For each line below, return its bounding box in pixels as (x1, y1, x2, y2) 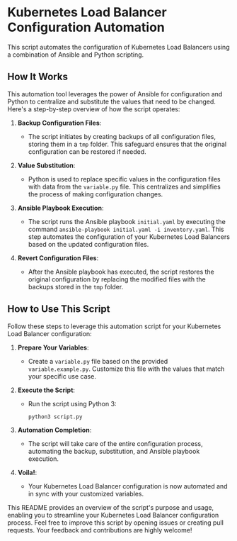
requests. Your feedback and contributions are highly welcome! (7, 525, 192, 534)
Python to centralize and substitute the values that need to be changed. (7, 97, 216, 106)
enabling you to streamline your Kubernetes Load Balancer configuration (7, 511, 219, 519)
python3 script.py (28, 413, 83, 420)
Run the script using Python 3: (28, 399, 117, 408)
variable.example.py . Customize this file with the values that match (28, 364, 225, 373)
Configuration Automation (7, 19, 165, 35)
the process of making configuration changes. (28, 189, 163, 199)
